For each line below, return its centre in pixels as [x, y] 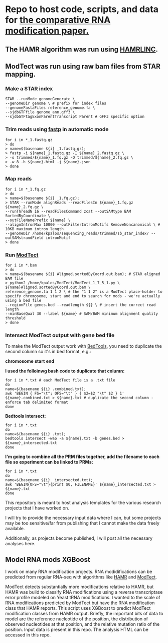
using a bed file [23, 301]
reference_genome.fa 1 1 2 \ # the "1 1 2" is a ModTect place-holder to [84, 292]
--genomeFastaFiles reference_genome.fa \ [50, 108]
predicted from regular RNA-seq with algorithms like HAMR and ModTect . [81, 577]
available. [15, 529]
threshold [16, 318]
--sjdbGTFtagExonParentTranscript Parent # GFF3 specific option [75, 117]
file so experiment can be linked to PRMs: [49, 462]
